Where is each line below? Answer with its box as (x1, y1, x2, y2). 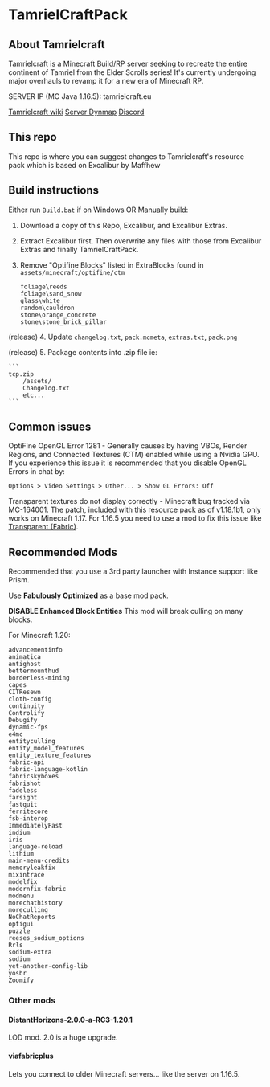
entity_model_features (8, 745, 84, 753)
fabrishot (8, 779, 42, 788)
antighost (8, 660, 42, 668)
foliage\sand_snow (19, 289, 82, 298)
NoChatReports (8, 913, 56, 921)
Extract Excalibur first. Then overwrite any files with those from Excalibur (19, 235, 262, 246)
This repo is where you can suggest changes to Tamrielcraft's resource (8, 151, 245, 161)
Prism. (8, 575, 30, 585)
